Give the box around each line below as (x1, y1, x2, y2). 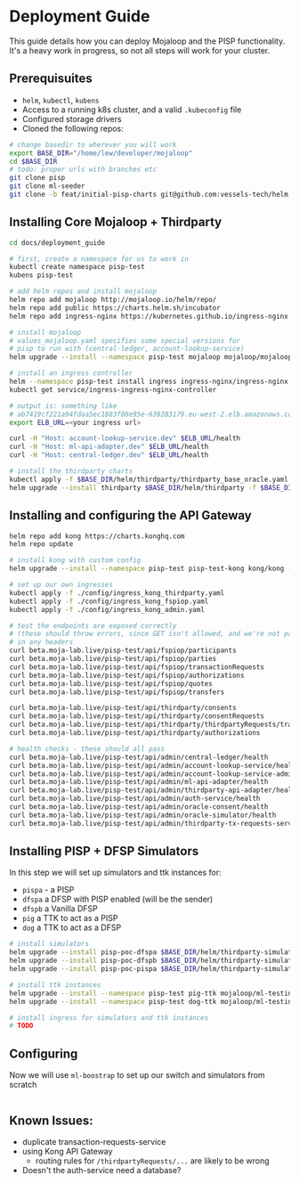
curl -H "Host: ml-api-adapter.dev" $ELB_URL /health (9, 443, 209, 452)
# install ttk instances (9, 980, 101, 990)
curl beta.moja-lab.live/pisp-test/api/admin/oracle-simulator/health (9, 811, 277, 820)
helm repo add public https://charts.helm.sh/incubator (9, 303, 221, 313)
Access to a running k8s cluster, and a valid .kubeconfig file (21, 104, 242, 115)
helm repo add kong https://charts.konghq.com (9, 532, 185, 541)
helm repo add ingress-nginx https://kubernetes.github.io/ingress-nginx (9, 312, 289, 321)
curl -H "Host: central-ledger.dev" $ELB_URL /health (9, 451, 209, 460)
